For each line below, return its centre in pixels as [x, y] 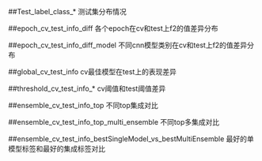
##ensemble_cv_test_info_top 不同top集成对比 [83, 105]
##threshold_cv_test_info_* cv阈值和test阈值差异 [87, 88]
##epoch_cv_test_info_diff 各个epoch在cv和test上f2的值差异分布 [114, 28]
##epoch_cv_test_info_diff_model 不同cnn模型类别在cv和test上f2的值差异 [128, 45]
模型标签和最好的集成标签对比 [57, 149]
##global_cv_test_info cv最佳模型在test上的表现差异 [92, 72]
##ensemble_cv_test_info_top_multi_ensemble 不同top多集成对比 [114, 122]
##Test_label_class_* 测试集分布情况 [67, 11]
